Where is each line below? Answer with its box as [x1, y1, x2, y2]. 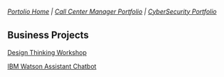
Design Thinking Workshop [7, 48, 87, 56]
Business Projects [7, 29, 89, 41]
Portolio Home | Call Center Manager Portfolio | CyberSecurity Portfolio [7, 7, 217, 16]
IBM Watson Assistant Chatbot [7, 62, 97, 71]
